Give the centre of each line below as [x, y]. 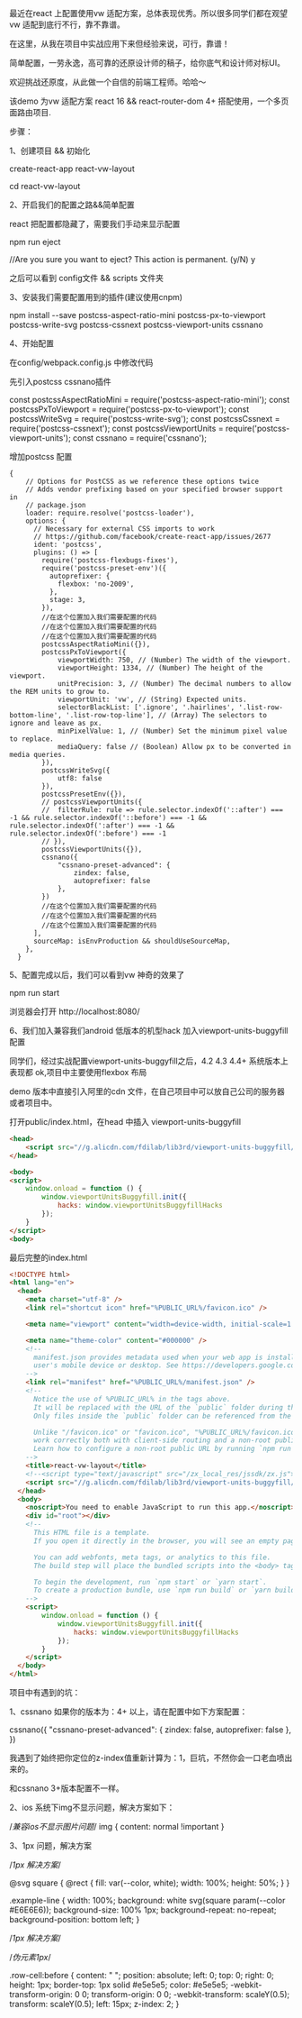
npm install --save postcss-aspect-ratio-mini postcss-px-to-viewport [138, 315]
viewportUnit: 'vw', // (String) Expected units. [152, 699]
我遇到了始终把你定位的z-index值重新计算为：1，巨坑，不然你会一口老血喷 [147, 1758]
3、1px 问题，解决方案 [51, 1845]
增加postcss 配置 [41, 457]
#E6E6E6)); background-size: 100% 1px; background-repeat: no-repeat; [143, 1910]
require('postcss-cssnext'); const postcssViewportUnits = [116, 428]
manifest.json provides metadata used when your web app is [148, 1357]
